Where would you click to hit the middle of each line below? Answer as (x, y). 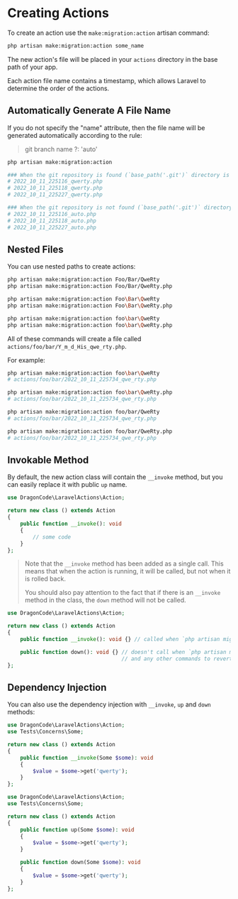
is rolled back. (45, 579)
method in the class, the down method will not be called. (105, 600)
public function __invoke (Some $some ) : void (87, 758)
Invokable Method (48, 460)
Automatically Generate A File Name (89, 111)
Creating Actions (58, 13)
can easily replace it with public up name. (67, 485)
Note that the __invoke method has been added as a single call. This (124, 564)
